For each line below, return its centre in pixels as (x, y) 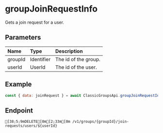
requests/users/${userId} (31, 126)
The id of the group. (78, 59)
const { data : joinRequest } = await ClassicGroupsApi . (63, 95)
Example (18, 84)
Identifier (40, 59)
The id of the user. (76, 67)
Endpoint (19, 111)
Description (69, 51)
